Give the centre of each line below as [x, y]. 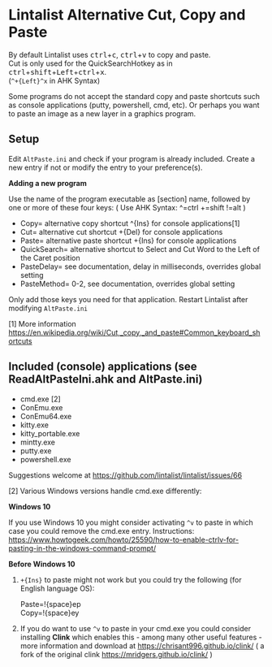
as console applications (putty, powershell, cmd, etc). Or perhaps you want [134, 105]
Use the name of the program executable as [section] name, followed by [130, 199]
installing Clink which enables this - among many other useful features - [141, 637]
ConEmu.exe [41, 407]
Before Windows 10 [42, 564]
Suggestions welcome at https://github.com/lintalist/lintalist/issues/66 [125, 475]
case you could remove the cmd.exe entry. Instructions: [101, 531]
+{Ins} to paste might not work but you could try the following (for [131, 579]
